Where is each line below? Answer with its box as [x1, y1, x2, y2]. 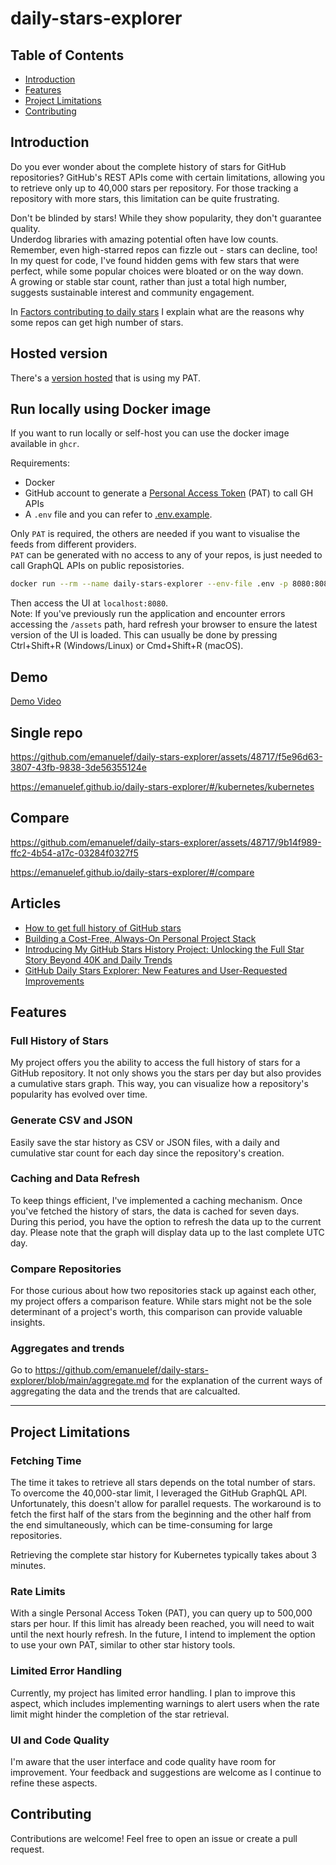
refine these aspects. [10, 1777, 98, 1789]
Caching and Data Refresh [10, 1172, 141, 1186]
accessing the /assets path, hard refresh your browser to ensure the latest [10, 618, 318, 631]
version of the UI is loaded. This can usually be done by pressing [10, 629, 278, 641]
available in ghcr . [10, 438, 80, 450]
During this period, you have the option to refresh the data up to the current [10, 1215, 322, 1227]
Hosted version [10, 345, 108, 362]
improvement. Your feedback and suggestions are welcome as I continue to [10, 1767, 322, 1779]
